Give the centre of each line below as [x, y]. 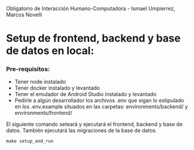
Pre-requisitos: [28, 69]
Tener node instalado [40, 82]
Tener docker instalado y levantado [57, 88]
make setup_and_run [30, 141]
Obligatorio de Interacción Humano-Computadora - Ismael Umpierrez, [91, 8]
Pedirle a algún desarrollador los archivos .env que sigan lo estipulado [99, 100]
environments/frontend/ [43, 113]
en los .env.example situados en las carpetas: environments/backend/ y [101, 107]
